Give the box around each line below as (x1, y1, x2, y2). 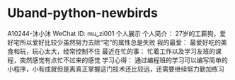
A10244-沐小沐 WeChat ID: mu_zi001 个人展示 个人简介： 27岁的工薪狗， (7, 29, 220, 38)
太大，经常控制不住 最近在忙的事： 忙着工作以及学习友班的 (44, 47, 216, 55)
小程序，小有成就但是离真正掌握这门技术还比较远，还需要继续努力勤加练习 (7, 64, 224, 73)
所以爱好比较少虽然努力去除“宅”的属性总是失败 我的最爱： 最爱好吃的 (19, 38, 222, 47)
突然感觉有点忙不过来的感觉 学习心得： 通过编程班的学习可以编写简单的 (19, 55, 228, 64)
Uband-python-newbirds (7, 5, 158, 21)
